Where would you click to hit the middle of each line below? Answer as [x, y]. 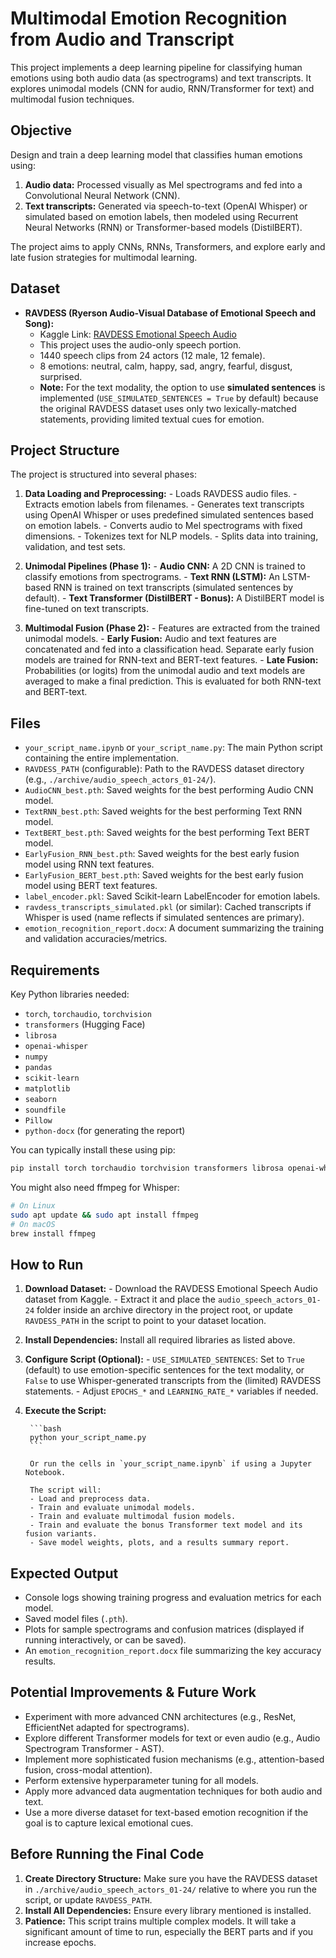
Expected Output [64, 1573]
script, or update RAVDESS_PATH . [88, 1899]
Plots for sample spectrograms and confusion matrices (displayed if [164, 1629]
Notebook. [45, 1473]
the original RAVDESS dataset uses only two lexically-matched [168, 408]
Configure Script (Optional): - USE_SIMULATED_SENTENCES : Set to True [165, 1359]
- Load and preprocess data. [90, 1499]
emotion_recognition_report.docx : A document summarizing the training [174, 928]
